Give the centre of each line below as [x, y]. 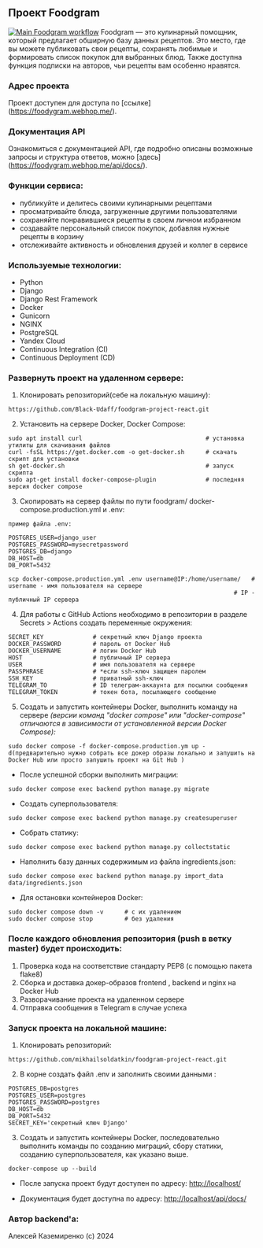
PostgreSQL [39, 332]
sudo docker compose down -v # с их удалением [94, 912]
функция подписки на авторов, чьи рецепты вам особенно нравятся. [124, 65]
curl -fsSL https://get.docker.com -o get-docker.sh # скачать [123, 452]
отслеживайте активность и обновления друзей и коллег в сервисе [133, 245]
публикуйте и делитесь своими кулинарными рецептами [116, 203]
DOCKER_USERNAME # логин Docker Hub [82, 651]
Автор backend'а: [44, 1219]
